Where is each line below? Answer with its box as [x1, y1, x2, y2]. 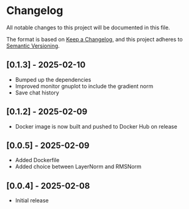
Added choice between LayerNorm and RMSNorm [15, 163, 142, 171]
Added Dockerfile [15, 157, 60, 164]
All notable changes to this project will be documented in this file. [6, 24, 171, 31]
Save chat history [15, 89, 60, 96]
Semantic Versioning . [6, 42, 60, 49]
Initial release [15, 197, 49, 204]
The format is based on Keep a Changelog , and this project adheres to [6, 35, 183, 43]
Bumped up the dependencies [15, 76, 91, 83]
